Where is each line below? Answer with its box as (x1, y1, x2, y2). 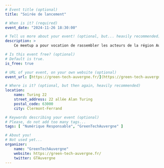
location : (5, 88, 25, 93)
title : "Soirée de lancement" (5, 12, 67, 17)
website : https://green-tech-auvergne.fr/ (14, 151, 102, 156)
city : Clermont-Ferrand (14, 106, 62, 111)
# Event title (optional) (5, 7, 58, 12)
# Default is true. (5, 56, 45, 61)
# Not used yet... (5, 138, 42, 143)
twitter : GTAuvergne (14, 155, 56, 161)
